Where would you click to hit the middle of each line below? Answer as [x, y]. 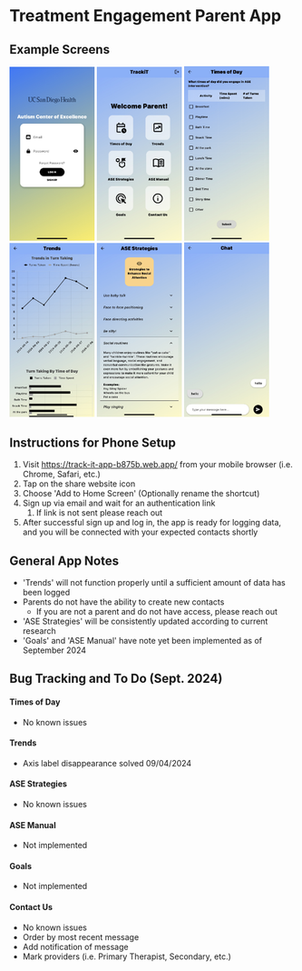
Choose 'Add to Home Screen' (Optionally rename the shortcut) [141, 494]
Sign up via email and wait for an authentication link [119, 503]
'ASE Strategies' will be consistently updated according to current [145, 621]
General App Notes [64, 561]
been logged [46, 592]
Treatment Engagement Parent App [146, 16]
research [39, 631]
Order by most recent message [81, 936]
